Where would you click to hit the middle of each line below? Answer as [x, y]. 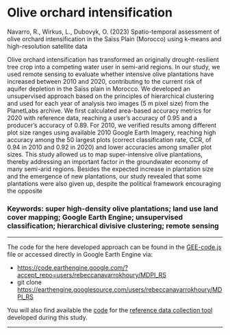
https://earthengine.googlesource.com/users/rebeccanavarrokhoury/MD [119, 290]
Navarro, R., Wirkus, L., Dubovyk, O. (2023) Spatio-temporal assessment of [114, 32]
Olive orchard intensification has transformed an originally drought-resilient [113, 59]
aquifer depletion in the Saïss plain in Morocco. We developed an [99, 89]
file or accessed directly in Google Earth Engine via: [80, 255]
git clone [29, 282]
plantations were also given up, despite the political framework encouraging [114, 183]
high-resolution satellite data [47, 46]
